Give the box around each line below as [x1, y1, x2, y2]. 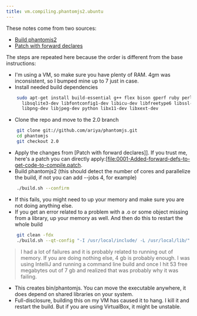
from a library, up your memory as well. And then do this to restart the [14, 214, 184, 221]
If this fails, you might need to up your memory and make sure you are [14, 195, 185, 202]
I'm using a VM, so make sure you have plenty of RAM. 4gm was [14, 71, 171, 78]
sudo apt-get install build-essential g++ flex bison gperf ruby [16, 95, 180, 101]
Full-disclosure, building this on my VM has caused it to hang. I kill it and [14, 297, 189, 304]
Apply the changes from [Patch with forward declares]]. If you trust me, [14, 149, 188, 156]
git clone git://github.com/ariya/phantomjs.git [16, 128, 138, 133]
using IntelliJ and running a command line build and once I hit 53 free [20, 260, 188, 267]
